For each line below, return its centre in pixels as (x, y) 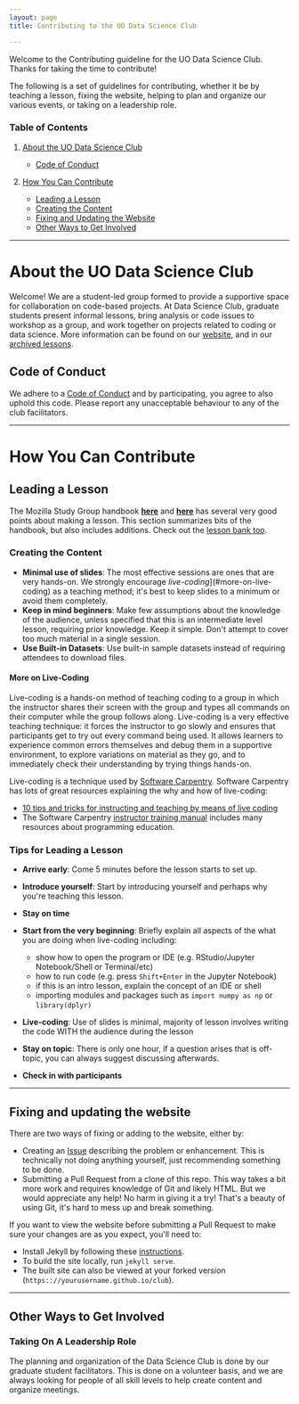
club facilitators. (39, 412)
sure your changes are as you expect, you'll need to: (105, 1235)
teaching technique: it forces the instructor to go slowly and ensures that (142, 727)
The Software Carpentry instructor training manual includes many (142, 817)
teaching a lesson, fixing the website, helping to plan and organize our (138, 95)
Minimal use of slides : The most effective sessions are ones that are (148, 572)
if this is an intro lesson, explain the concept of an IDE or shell (148, 986)
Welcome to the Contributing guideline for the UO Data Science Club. (136, 59)
